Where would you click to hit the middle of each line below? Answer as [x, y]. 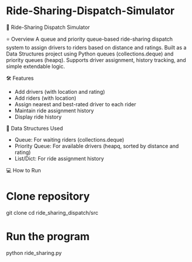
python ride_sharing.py [34, 253]
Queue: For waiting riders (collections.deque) [69, 139]
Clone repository [48, 196]
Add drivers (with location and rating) [60, 91]
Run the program [48, 237]
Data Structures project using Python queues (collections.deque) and [90, 54]
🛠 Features [20, 78]
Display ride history [38, 117]
